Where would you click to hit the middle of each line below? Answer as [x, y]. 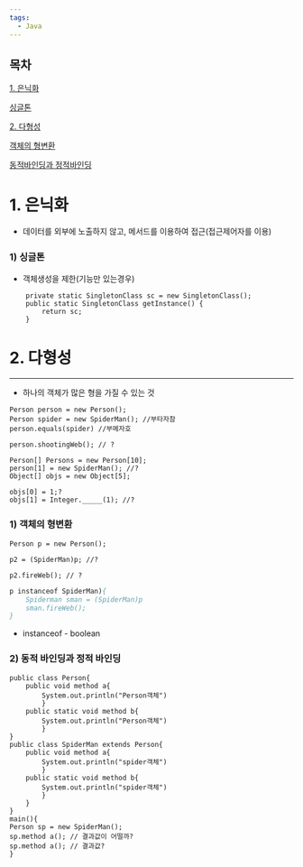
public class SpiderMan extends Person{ [87, 744]
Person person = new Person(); [68, 410]
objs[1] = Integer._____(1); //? [72, 500]
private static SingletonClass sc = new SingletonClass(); [139, 295]
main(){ [24, 819]
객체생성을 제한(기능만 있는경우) [78, 278]
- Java [30, 26]
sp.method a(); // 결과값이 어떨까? [71, 836]
